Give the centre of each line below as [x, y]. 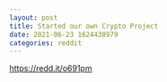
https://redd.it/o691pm [51, 68]
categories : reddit [46, 43]
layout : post [34, 18]
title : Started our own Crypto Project [84, 26]
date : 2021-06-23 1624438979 [64, 34]
